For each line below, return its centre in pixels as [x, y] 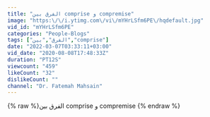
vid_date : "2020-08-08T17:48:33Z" [58, 54]
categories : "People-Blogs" [49, 33]
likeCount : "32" [31, 73]
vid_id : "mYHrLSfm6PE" [41, 27]
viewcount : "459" [33, 66]
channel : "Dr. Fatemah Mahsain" [55, 86]
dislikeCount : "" [33, 79]
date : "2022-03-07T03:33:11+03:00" [60, 47]
